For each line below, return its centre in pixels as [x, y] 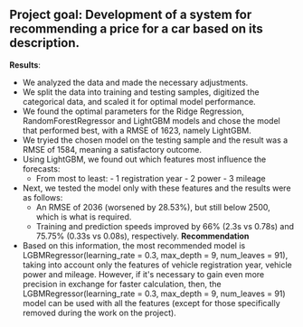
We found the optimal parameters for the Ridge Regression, [133, 111]
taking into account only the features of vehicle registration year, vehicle [157, 265]
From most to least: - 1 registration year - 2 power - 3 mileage [151, 178]
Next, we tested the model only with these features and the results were [156, 188]
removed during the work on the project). [99, 313]
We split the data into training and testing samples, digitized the [141, 92]
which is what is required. [84, 217]
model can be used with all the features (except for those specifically [151, 303]
